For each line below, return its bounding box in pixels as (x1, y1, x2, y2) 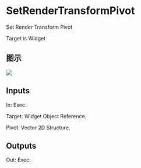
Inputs (6, 86, 30, 96)
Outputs (6, 140, 37, 150)
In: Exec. (6, 101, 27, 108)
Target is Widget (6, 35, 45, 42)
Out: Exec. (6, 156, 31, 163)
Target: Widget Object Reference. (6, 112, 87, 119)
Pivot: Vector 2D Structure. (6, 124, 70, 131)
